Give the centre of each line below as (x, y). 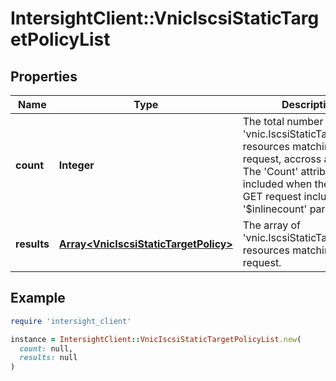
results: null (48, 358)
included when (277, 184)
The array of (272, 225)
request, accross (282, 159)
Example (38, 298)
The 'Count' (270, 171)
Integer (76, 165)
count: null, (46, 348)
